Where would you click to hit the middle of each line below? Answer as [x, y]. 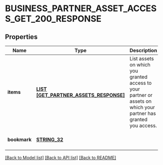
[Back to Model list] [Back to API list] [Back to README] [61, 158]
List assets [142, 59]
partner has [143, 113]
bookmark [19, 139]
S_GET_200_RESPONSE [53, 19]
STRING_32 [50, 139]
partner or [141, 95]
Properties [21, 37]
